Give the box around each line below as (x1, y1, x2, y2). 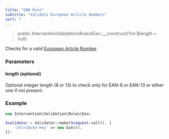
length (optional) (5, 71, 41, 77)
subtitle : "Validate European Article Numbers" (5, 12, 107, 17)
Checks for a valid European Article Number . (5, 46, 98, 52)
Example (5, 100, 27, 107)
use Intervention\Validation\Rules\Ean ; (5, 111, 92, 116)
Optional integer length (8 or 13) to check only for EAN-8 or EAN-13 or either (5, 82, 164, 88)
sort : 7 (5, 17, 22, 22)
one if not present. (5, 87, 44, 93)
